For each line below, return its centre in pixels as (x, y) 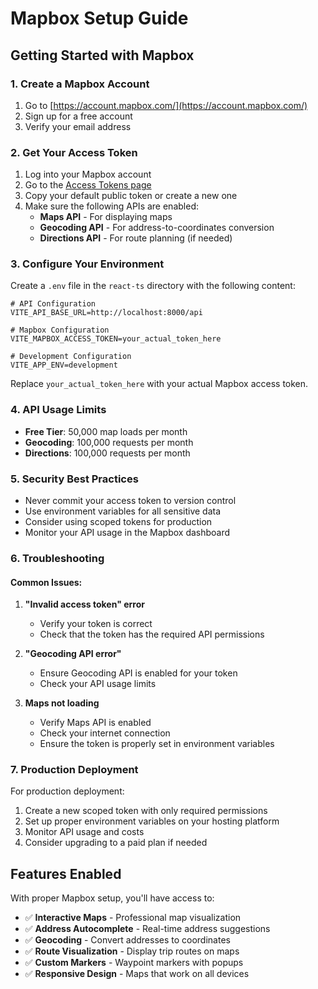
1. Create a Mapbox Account (80, 84)
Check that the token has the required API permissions (152, 634)
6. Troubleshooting (57, 558)
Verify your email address (78, 126)
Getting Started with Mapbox (102, 55)
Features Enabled (66, 873)
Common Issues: (46, 582)
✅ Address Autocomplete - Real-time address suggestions (147, 929)
